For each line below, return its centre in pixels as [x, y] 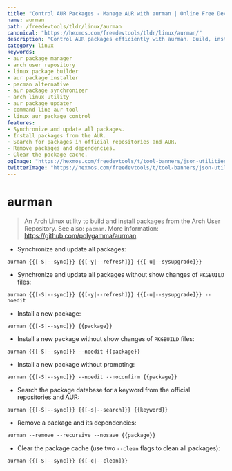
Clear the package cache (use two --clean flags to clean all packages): [119, 448]
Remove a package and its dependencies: [77, 423]
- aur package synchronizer [48, 90]
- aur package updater [40, 104]
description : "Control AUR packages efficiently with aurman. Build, [109, 39]
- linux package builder [43, 71]
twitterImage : [28, 167]
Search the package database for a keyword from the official [104, 390]
